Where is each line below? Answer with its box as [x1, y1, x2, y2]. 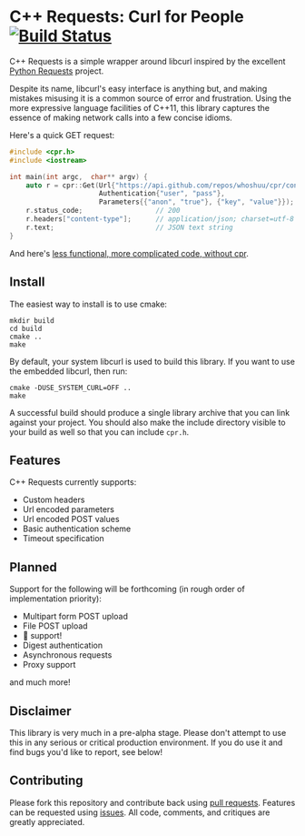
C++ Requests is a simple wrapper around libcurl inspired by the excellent [9, 55, 286, 66]
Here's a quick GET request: [9, 129, 115, 140]
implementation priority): [9, 593, 102, 604]
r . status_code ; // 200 [25, 206, 181, 216]
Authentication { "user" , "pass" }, [98, 189, 225, 198]
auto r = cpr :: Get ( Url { [25, 180, 116, 190]
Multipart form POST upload [22, 611, 129, 622]
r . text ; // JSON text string [25, 223, 233, 232]
